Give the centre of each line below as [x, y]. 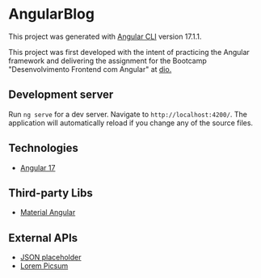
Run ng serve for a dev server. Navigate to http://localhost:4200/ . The [128, 114]
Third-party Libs [51, 193]
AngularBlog [52, 14]
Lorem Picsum [44, 266]
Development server [61, 95]
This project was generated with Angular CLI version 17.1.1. [105, 36]
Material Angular [48, 213]
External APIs [43, 238]
